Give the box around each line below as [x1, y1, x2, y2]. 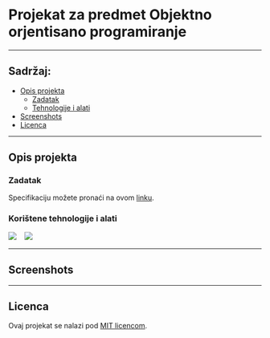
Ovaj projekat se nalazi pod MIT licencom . [8, 321, 148, 331]
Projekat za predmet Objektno [8, 6, 213, 24]
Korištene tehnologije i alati [8, 213, 118, 224]
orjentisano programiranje [8, 22, 187, 41]
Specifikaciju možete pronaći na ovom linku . [8, 193, 154, 202]
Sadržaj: [8, 64, 51, 78]
